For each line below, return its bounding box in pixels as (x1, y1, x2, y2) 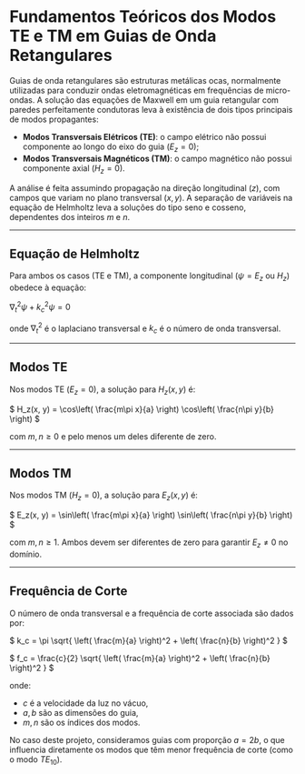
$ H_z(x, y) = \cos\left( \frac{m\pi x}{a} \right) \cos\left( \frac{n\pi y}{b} (9, 403, 275, 415)
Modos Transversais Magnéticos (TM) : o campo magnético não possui (22, 153, 292, 164)
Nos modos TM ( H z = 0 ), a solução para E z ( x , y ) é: (9, 489, 198, 503)
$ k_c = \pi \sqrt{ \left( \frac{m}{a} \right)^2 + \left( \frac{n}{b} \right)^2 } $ (9, 635, 289, 646)
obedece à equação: (9, 282, 87, 293)
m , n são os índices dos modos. (22, 717, 141, 728)
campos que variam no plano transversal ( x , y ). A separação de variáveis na (9, 192, 293, 203)
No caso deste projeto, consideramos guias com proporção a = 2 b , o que (9, 734, 285, 745)
